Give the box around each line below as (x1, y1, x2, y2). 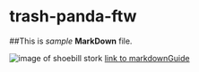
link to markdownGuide (104, 52, 190, 63)
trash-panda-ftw (9, 6, 137, 27)
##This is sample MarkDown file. (9, 36, 133, 46)
